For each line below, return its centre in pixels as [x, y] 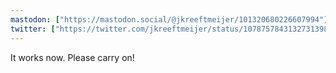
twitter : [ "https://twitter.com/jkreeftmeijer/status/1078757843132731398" [171, 29]
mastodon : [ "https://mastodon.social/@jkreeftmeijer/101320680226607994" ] [169, 19]
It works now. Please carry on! [72, 57]
